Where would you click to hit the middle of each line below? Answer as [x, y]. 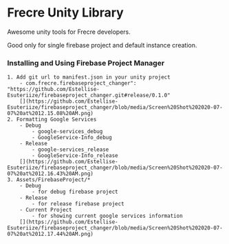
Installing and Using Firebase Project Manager [86, 63]
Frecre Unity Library [65, 13]
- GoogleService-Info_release [75, 156]
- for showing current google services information [108, 216]
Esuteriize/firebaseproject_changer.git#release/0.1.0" [89, 95]
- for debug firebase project [75, 192]
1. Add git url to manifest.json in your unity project [89, 77]
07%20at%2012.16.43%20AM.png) [51, 174]
